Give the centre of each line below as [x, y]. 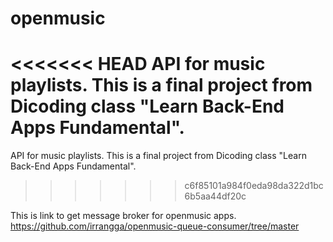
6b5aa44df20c [215, 196]
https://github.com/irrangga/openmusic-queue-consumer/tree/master [155, 226]
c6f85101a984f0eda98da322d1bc [254, 186]
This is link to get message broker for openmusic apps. [123, 216]
